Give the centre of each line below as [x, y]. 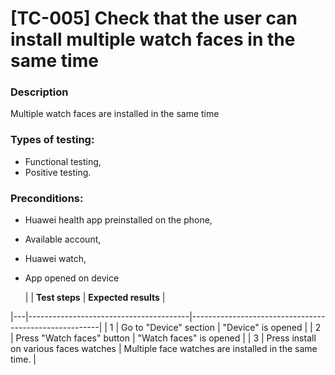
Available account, [63, 239]
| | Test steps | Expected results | [95, 298]
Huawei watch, [55, 259]
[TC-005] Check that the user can [154, 18]
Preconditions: [47, 198]
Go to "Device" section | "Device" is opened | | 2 [221, 328]
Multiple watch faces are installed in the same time [115, 114]
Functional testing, [63, 161]
